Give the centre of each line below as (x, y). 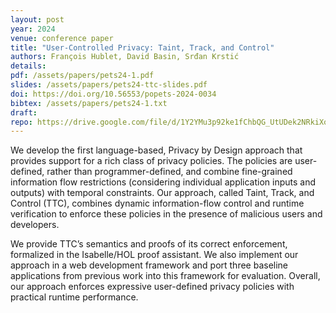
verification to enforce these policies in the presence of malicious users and (166, 214)
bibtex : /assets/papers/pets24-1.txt (89, 103)
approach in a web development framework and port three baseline (149, 265)
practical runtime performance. (74, 297)
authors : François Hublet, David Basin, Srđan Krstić (125, 57)
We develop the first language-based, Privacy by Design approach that (156, 150)
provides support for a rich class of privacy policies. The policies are (151, 161)
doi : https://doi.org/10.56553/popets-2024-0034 (113, 94)
